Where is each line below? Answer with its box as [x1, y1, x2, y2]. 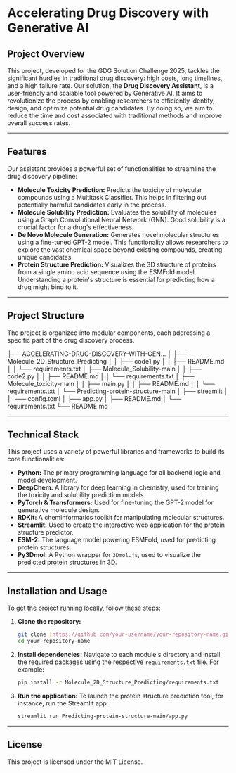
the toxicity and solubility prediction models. [17, 491, 146, 499]
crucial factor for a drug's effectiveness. [17, 223, 134, 231]
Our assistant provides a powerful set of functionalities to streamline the [7, 164, 216, 173]
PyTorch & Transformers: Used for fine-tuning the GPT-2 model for [17, 498, 214, 507]
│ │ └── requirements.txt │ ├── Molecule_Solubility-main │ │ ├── [7, 364, 202, 373]
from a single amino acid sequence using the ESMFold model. [17, 267, 197, 276]
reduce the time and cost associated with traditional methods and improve [7, 111, 223, 120]
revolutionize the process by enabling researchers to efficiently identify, [7, 96, 216, 105]
